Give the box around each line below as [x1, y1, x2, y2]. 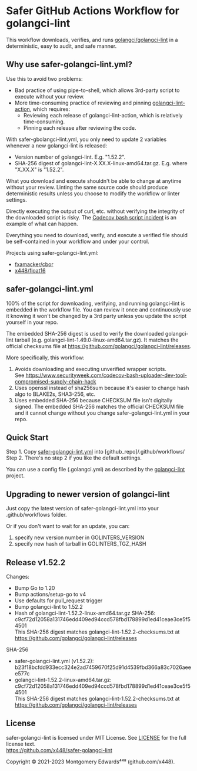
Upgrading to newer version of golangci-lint [6, 489, 171, 499]
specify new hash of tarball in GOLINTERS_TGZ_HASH [14, 540, 146, 547]
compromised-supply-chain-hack [14, 378, 96, 385]
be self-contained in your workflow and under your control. [6, 238, 150, 245]
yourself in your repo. [6, 319, 58, 326]
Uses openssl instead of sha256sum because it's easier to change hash [14, 384, 189, 391]
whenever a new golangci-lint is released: [6, 142, 108, 149]
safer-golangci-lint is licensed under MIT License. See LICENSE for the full [6, 734, 186, 741]
